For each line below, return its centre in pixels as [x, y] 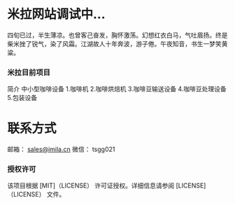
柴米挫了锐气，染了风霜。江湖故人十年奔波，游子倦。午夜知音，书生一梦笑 [114, 43]
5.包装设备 [22, 98]
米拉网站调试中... [57, 14]
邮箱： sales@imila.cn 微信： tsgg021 [61, 149]
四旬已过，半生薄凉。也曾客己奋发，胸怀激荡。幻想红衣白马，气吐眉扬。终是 [117, 35]
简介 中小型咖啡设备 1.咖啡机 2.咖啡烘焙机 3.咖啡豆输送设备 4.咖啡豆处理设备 [117, 89]
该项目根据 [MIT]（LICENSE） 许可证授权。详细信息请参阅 [91, 185]
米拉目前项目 [29, 72]
